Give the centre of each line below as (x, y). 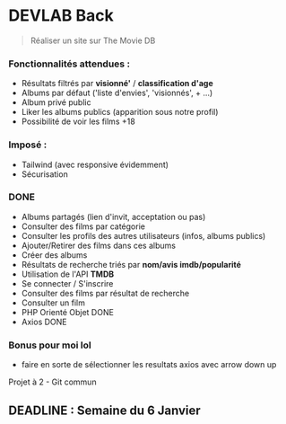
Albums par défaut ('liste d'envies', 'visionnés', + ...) (117, 93)
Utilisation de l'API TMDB (68, 274)
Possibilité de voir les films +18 (78, 121)
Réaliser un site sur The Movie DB (93, 40)
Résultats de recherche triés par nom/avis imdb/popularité (131, 264)
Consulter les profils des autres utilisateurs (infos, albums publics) (143, 235)
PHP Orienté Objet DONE (67, 312)
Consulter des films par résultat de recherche (105, 293)
